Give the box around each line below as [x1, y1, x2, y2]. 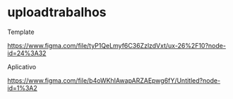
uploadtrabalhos [7, 4, 107, 21]
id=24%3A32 [7, 49, 47, 57]
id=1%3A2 [7, 83, 37, 92]
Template [7, 28, 35, 36]
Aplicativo [7, 62, 37, 71]
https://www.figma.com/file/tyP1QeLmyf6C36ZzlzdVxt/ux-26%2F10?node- [7, 41, 226, 49]
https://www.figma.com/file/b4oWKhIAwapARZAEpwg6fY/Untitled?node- [7, 76, 221, 85]
